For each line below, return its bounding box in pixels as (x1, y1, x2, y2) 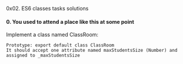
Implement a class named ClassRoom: (6, 31, 99, 38)
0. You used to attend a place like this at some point (6, 18, 134, 25)
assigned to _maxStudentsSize (6, 52, 81, 59)
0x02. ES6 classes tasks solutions (6, 5, 89, 12)
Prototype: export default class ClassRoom (6, 42, 115, 48)
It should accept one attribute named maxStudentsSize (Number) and (6, 48, 178, 54)
